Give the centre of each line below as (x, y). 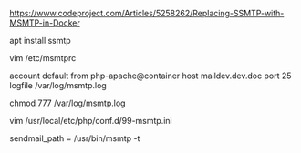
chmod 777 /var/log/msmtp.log (67, 103)
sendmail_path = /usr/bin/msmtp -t (75, 138)
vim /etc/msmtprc (43, 58)
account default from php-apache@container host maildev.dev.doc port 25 (150, 76)
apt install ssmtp (40, 41)
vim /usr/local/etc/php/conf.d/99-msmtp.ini (91, 121)
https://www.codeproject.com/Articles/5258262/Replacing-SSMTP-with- (147, 13)
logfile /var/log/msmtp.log (58, 85)
